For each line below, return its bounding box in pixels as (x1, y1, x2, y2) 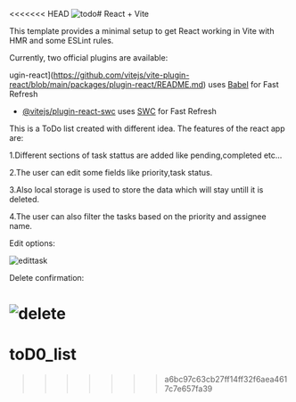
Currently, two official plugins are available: (9, 53, 169, 62)
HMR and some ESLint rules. (9, 36, 114, 45)
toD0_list (9, 344, 78, 365)
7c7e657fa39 (164, 383, 213, 394)
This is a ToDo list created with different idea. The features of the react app (9, 123, 285, 134)
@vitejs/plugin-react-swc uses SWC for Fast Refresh (21, 106, 217, 116)
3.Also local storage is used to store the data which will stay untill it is (9, 185, 264, 195)
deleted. (9, 194, 40, 204)
